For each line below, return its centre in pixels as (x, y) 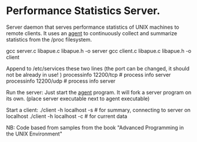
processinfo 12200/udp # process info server (61, 81)
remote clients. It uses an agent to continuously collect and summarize (92, 33)
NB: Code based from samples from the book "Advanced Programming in (95, 127)
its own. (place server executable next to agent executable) (78, 99)
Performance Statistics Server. (83, 11)
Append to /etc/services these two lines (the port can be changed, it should (98, 68)
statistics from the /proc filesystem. (49, 39)
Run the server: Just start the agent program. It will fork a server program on (99, 92)
